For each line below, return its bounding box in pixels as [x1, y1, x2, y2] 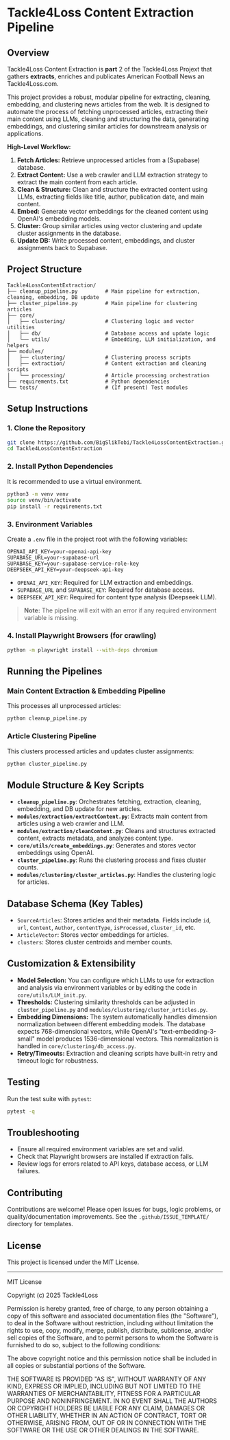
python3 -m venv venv [7, 490, 69, 498]
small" [16, 1034, 36, 1043]
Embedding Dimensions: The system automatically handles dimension [16, 1012, 218, 1021]
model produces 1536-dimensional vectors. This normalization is [36, 1034, 219, 1043]
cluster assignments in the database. [16, 229, 121, 237]
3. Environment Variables [7, 520, 93, 529]
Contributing [7, 1187, 63, 1199]
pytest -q [7, 1108, 36, 1115]
